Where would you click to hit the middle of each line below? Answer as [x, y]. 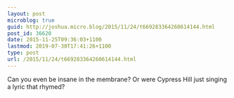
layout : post [26, 14]
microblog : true [31, 20]
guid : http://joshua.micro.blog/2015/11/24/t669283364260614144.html [111, 27]
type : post [23, 53]
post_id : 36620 [30, 33]
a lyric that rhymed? [36, 86]
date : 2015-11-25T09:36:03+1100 [54, 40]
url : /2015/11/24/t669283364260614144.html [72, 59]
